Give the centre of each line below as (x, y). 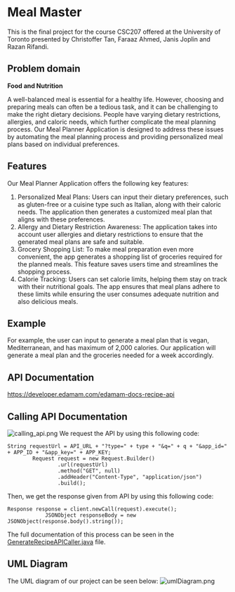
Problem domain (44, 69)
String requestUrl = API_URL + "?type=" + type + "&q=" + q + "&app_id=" (117, 446)
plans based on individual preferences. (63, 144)
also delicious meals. (48, 301)
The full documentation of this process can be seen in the (91, 534)
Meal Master (45, 12)
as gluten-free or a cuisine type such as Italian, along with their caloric (119, 204)
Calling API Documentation (67, 417)
